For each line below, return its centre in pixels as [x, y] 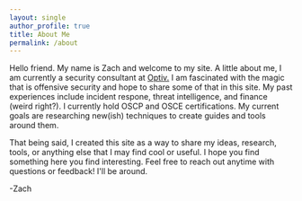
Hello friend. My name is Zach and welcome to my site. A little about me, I [146, 68]
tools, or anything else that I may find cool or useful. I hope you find [134, 153]
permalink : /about [44, 43]
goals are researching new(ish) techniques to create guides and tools [138, 116]
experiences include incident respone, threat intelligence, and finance [138, 97]
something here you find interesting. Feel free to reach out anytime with [142, 162]
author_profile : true [50, 26]
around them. [34, 126]
